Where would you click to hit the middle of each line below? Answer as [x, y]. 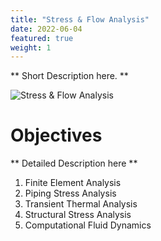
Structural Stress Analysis [78, 215]
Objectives [56, 135]
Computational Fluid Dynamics [88, 225]
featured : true [42, 38]
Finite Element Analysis [73, 183]
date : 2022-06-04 [46, 29]
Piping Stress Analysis [70, 193]
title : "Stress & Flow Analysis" [80, 19]
